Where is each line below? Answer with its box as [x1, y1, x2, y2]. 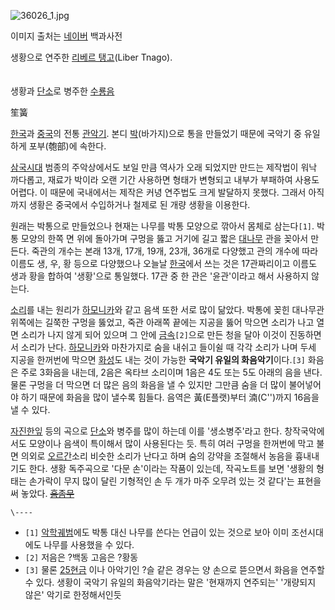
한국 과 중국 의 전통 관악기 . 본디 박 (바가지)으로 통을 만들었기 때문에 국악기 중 [10, 128, 302, 139]
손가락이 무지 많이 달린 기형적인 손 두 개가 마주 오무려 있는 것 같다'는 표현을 [28, 475, 322, 487]
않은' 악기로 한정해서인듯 [24, 589, 122, 600]
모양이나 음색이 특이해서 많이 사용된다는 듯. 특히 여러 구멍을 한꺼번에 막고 [28, 438, 315, 449]
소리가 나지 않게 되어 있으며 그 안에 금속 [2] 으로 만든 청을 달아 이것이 [20, 329, 288, 340]
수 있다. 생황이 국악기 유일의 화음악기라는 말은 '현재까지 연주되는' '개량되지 [24, 576, 317, 588]
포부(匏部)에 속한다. [28, 140, 107, 152]
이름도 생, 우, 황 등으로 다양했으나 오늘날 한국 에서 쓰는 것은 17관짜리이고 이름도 [10, 258, 318, 269]
